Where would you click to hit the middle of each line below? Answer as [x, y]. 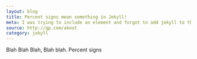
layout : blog [22, 11]
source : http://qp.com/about [42, 28]
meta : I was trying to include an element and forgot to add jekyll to [95, 22]
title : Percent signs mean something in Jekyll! [67, 17]
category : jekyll [27, 33]
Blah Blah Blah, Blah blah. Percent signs [54, 50]
